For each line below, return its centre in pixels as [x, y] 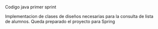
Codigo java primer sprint [31, 7]
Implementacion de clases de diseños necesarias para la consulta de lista [79, 16]
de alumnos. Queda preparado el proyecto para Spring [60, 22]
